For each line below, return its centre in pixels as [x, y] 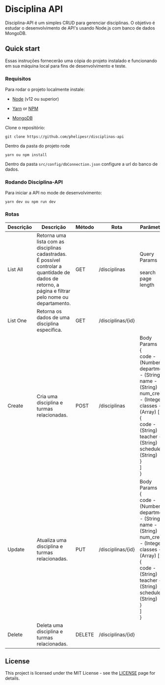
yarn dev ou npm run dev [30, 202]
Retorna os [49, 311]
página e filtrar [54, 291]
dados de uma [53, 317]
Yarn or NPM [25, 109]
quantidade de [53, 272]
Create [15, 406]
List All [15, 269]
